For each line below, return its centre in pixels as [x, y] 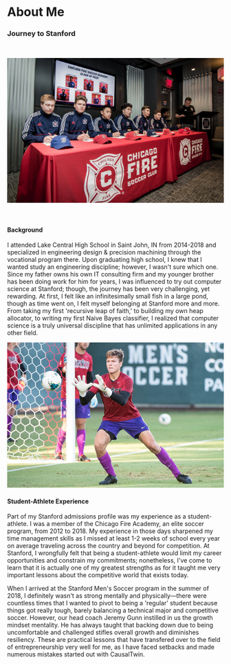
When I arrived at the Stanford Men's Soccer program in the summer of [108, 588]
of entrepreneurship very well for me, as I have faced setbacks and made [111, 647]
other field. [23, 333]
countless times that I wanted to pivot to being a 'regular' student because [112, 603]
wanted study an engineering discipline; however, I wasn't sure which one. [113, 267]
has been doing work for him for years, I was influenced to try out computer [114, 282]
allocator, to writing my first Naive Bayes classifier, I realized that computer [113, 319]
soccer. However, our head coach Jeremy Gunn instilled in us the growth [110, 618]
